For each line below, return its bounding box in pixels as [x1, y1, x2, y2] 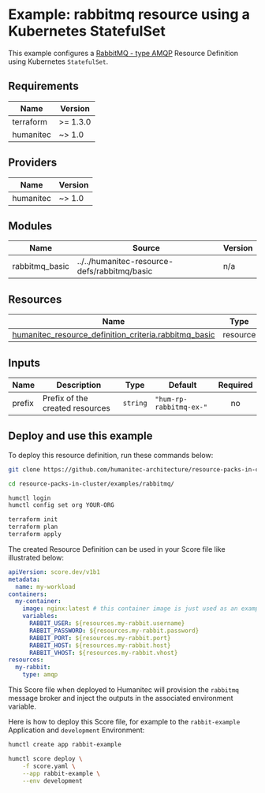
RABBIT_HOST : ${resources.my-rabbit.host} [28, 641, 171, 650]
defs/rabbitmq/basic [77, 266, 153, 277]
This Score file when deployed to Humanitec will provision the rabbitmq [8, 685, 239, 694]
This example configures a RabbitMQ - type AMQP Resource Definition [8, 48, 239, 58]
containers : [8, 590, 47, 598]
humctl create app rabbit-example [8, 741, 122, 749]
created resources [42, 403, 110, 413]
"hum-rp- [155, 395, 188, 404]
